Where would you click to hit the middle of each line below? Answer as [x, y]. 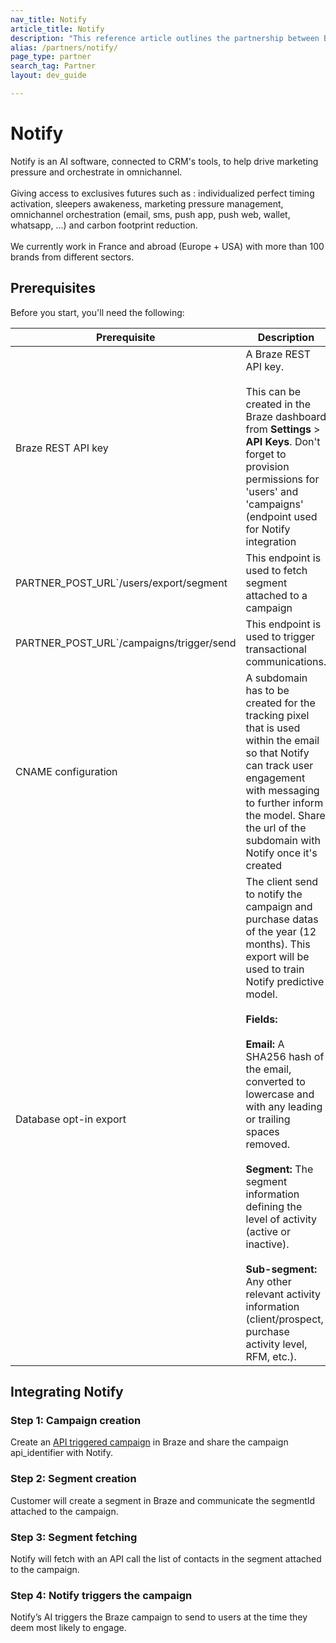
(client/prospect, [284, 1319]
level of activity [281, 1219]
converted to [275, 1081]
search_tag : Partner [53, 66]
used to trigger [280, 636]
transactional [276, 649]
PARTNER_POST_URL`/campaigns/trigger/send [126, 643]
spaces [262, 1131]
